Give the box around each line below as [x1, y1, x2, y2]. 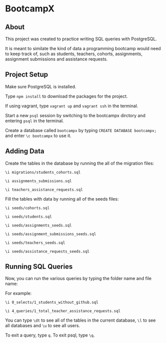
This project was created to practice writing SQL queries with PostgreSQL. [5, 36, 157, 42]
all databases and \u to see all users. [5, 323, 80, 329]
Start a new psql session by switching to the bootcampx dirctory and [5, 112, 146, 118]
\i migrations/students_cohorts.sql [5, 170, 81, 175]
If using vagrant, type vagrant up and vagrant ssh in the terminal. [5, 103, 139, 109]
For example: [5, 290, 32, 296]
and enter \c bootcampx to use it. [5, 133, 72, 138]
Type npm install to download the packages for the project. [5, 93, 128, 99]
